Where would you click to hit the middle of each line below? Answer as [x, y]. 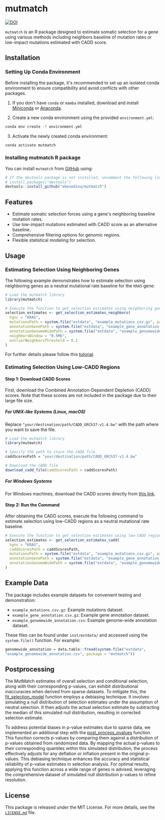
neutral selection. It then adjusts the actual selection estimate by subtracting [82, 707]
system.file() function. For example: [43, 640]
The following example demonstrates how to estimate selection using [75, 280]
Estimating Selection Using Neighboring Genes [62, 270]
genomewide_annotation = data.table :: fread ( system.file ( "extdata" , [76, 649]
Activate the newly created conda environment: [60, 136]
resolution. [16, 780]
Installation [23, 58]
